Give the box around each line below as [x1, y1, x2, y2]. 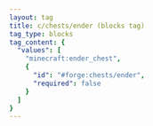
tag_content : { [9, 37, 66, 47]
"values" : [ [17, 46, 62, 55]
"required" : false [32, 79, 101, 88]
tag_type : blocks [9, 29, 74, 38]
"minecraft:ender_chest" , [25, 54, 122, 63]
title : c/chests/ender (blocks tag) [9, 21, 145, 30]
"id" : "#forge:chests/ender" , [32, 71, 145, 80]
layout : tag [9, 12, 53, 22]
